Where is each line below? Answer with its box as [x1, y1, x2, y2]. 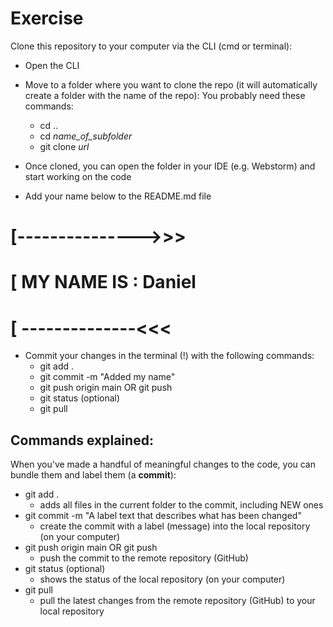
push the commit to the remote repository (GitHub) [39, 552, 249, 564]
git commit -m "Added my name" [39, 371, 176, 383]
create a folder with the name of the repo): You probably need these [24, 89, 306, 101]
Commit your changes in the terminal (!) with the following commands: [24, 350, 315, 362]
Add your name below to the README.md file [24, 190, 212, 202]
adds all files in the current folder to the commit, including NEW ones [39, 499, 324, 511]
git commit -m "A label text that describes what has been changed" [24, 510, 302, 522]
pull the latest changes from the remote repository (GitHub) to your [39, 595, 316, 607]
